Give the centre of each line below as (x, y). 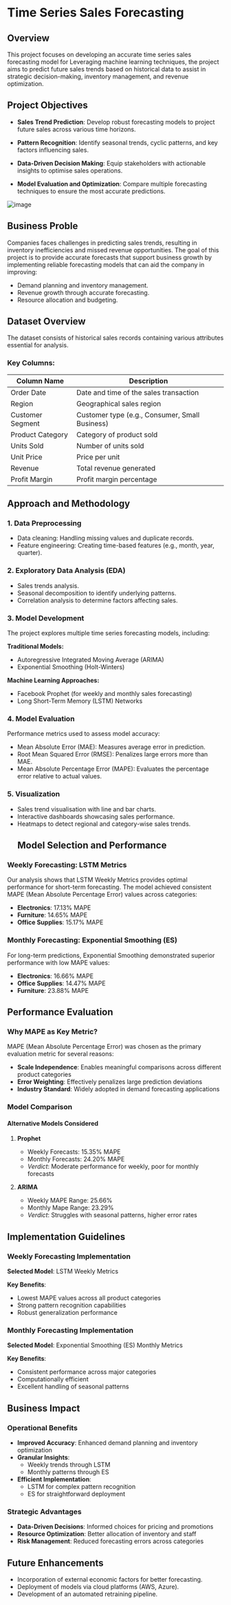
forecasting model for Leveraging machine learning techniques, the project (113, 62)
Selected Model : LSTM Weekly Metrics (63, 1271)
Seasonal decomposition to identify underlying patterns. (97, 593)
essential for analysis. (38, 345)
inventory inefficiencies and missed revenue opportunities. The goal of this (113, 250)
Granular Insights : (43, 1457)
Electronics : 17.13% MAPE (54, 908)
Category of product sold (117, 435)
